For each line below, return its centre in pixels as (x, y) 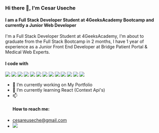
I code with (17, 63)
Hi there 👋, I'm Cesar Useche (40, 8)
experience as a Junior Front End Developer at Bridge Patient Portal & (76, 47)
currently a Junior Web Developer (41, 25)
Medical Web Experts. (28, 52)
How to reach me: (31, 109)
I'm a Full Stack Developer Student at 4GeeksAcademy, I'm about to (75, 36)
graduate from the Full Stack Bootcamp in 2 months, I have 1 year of (75, 41)
